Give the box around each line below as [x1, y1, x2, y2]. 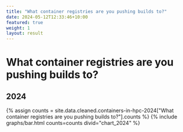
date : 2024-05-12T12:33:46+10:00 [6, 14, 88, 20]
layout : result [6, 31, 44, 36]
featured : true [6, 19, 44, 25]
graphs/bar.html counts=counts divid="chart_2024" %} [6, 120, 141, 127]
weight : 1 [6, 25, 31, 31]
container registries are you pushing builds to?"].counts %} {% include [6, 113, 178, 120]
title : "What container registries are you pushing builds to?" [6, 8, 167, 15]
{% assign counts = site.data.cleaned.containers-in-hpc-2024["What [6, 107, 174, 114]
